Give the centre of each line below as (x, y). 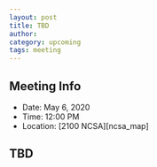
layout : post (33, 17)
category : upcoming (45, 42)
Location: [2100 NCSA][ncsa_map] (85, 125)
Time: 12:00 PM (51, 117)
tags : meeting (35, 50)
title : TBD (29, 26)
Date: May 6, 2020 (56, 107)
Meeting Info (45, 86)
